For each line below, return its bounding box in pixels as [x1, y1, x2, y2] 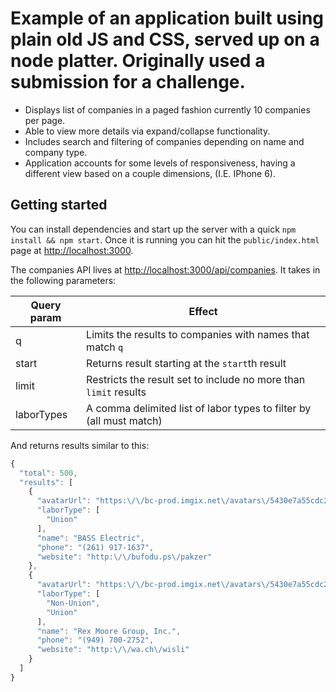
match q [86, 340, 124, 354]
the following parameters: [10, 274, 117, 286]
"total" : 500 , [19, 468, 78, 478]
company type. [24, 146, 88, 158]
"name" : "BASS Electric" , [36, 533, 145, 543]
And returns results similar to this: [10, 439, 150, 451]
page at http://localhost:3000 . [10, 244, 134, 256]
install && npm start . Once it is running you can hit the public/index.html [10, 233, 320, 246]
